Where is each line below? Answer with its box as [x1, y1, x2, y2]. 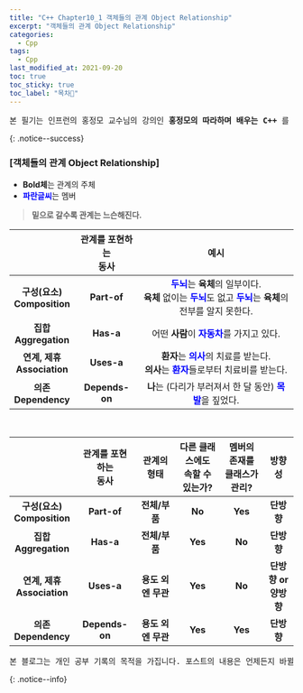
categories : [9, 30, 54, 39]
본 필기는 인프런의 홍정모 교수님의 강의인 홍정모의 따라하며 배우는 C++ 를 [9, 115, 289, 125]
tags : [9, 47, 30, 56]
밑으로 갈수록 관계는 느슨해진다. [31, 209, 142, 220]
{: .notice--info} [9, 673, 68, 684]
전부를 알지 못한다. [179, 304, 253, 317]
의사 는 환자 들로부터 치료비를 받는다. [144, 363, 288, 375]
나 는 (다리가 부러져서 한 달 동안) [147, 380, 275, 393]
